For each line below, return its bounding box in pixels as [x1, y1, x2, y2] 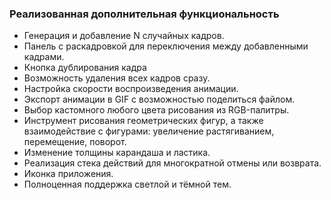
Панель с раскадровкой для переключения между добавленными [23, 40, 309, 52]
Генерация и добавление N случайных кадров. [23, 30, 225, 42]
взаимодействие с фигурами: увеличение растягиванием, [23, 125, 275, 137]
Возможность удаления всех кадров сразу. [23, 72, 211, 84]
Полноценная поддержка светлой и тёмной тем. [23, 178, 232, 191]
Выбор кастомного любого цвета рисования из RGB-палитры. [23, 104, 290, 116]
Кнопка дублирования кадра [23, 62, 147, 74]
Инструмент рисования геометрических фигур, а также [23, 115, 264, 127]
